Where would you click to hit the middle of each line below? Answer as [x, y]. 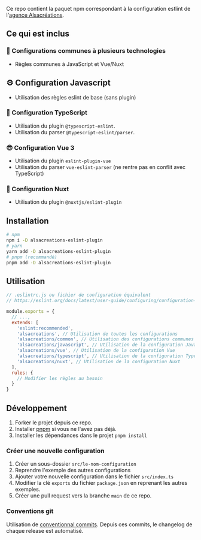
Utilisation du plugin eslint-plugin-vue [63, 161]
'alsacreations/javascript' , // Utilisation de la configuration [100, 345]
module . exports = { [31, 312]
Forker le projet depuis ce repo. [54, 423]
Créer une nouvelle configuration [55, 451]
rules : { [22, 373]
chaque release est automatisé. [45, 530]
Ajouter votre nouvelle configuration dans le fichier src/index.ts [94, 476]
